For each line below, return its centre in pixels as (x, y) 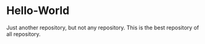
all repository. (24, 34)
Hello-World (38, 11)
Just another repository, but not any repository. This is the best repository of (103, 28)
